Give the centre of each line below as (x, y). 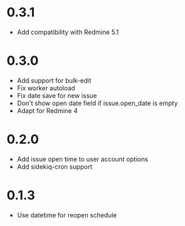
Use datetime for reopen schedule (67, 215)
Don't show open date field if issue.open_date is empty (97, 103)
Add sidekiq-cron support (55, 166)
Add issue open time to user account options (82, 159)
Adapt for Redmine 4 (47, 110)
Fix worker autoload (46, 88)
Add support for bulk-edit (54, 80)
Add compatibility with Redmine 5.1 (68, 32)
